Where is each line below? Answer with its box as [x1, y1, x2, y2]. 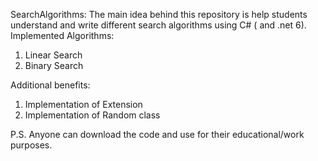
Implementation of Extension [24, 99, 143, 110]
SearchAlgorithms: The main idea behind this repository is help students [10, 9, 308, 20]
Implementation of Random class [24, 109, 161, 121]
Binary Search [24, 60, 84, 71]
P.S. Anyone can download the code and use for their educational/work [10, 129, 305, 140]
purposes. [10, 139, 53, 151]
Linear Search [24, 49, 83, 61]
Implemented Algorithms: [10, 30, 115, 41]
